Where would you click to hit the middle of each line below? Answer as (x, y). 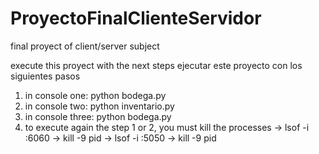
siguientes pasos (45, 76)
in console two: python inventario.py (99, 106)
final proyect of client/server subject (85, 46)
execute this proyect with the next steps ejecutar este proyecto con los (156, 65)
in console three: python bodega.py (98, 116)
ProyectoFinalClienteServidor (136, 18)
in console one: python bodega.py (95, 95)
